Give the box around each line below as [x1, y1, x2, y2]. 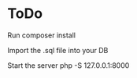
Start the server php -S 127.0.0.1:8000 [7, 60, 130, 70]
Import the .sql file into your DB [7, 45, 109, 55]
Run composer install [7, 30, 76, 40]
